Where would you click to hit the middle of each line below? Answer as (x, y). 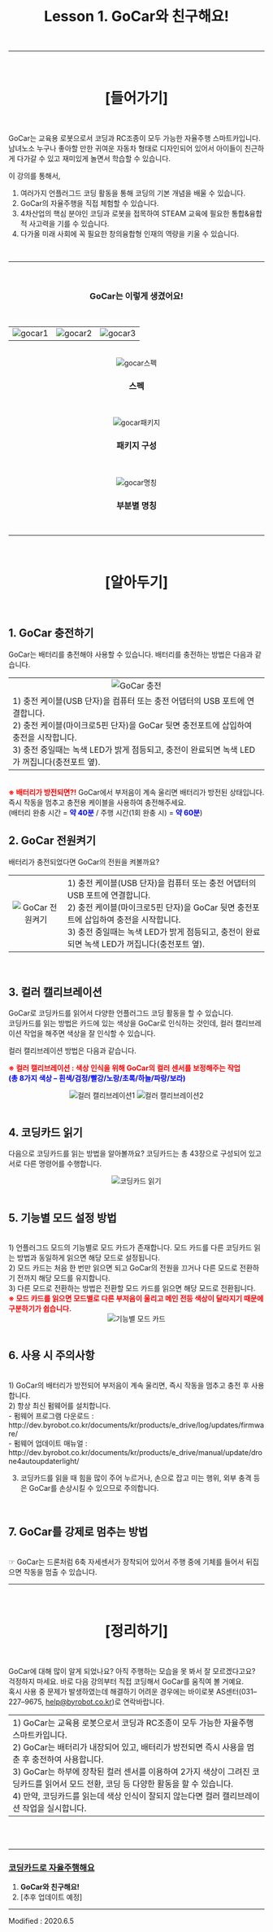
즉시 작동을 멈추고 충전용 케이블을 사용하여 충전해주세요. (97, 802)
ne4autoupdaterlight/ (44, 1461)
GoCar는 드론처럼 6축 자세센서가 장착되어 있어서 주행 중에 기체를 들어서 (130, 1562)
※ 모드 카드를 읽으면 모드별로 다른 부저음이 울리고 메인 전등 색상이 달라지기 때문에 (136, 1299)
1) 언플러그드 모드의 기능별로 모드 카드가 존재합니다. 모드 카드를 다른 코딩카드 (130, 1248)
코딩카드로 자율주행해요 (52, 1868)
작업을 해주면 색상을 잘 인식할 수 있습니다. (89, 1034)
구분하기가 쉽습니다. (40, 1309)
